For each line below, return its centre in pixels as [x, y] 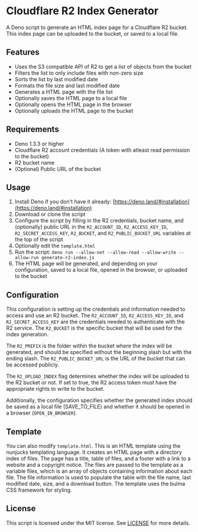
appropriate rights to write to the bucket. [55, 389]
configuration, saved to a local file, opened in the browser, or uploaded [101, 270]
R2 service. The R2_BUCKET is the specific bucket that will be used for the [94, 328]
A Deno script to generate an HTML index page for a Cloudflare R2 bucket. [97, 27]
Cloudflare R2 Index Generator [82, 11]
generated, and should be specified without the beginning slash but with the [99, 352]
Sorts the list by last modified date [56, 79]
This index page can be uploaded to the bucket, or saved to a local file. [92, 33]
